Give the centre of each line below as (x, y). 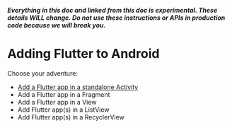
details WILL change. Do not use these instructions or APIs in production (116, 18)
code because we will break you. (57, 25)
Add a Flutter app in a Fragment (64, 94)
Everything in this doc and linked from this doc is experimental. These (112, 10)
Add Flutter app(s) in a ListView (63, 110)
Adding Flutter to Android (83, 54)
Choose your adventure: (42, 73)
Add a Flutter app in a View (57, 102)
